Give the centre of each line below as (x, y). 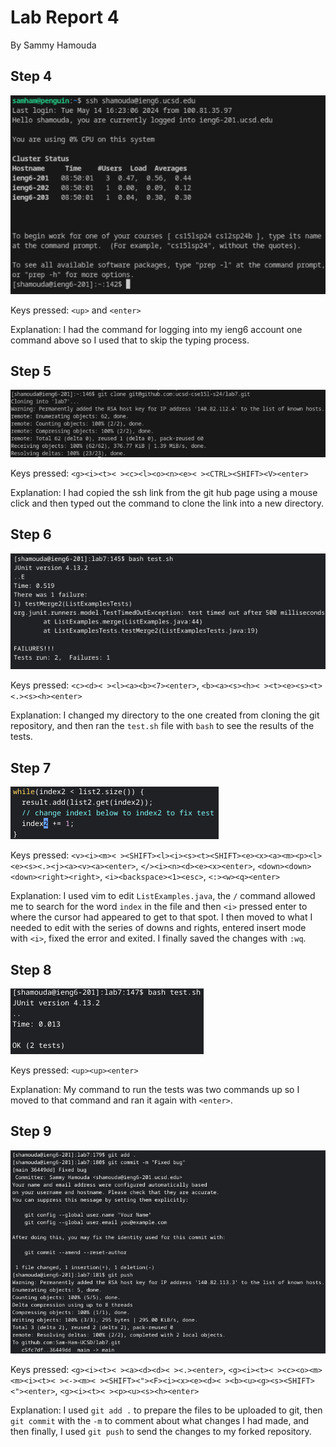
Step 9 (31, 1131)
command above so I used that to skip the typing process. (130, 340)
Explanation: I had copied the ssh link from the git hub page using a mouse (164, 493)
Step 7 (31, 767)
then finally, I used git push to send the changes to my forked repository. (161, 1431)
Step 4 (31, 76)
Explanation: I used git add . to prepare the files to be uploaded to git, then (166, 1410)
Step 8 (31, 969)
